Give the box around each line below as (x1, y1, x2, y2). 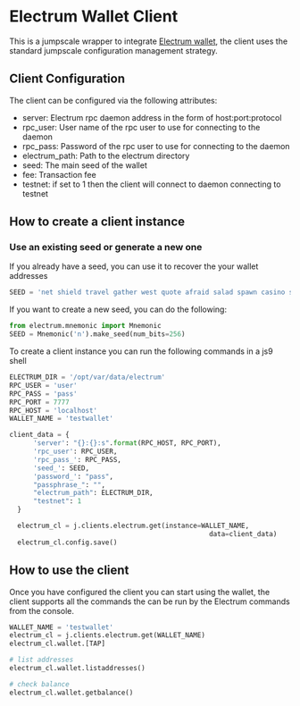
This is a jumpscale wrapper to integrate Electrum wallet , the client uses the (9, 36, 288, 46)
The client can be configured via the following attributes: (9, 95, 218, 105)
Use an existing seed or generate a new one (9, 241, 203, 254)
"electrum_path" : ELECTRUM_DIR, (32, 489, 154, 498)
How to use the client (9, 563, 129, 578)
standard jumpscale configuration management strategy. (9, 45, 219, 55)
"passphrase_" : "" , (32, 480, 105, 489)
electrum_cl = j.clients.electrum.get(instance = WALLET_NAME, (17, 521, 250, 531)
